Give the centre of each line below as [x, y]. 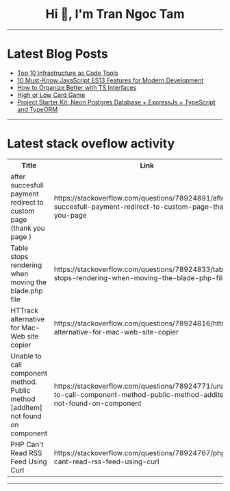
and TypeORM [37, 109]
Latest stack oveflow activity [91, 144]
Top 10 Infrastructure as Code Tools [67, 73]
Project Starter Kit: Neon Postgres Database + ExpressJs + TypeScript [116, 102]
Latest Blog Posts [57, 54]
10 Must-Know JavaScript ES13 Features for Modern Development [110, 80]
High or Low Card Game [51, 95]
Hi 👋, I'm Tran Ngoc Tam [115, 14]
